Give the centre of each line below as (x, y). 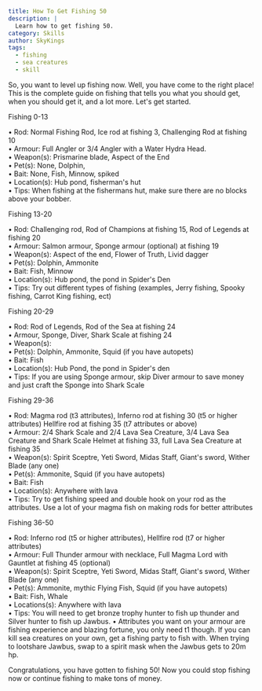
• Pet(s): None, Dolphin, (47, 165)
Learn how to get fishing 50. (64, 26)
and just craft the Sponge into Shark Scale (76, 384)
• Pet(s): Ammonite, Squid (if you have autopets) (87, 474)
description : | (33, 18)
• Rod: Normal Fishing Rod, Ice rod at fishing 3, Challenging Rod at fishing (127, 132)
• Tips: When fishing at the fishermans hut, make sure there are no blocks (127, 190)
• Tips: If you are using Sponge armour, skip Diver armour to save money (126, 377)
